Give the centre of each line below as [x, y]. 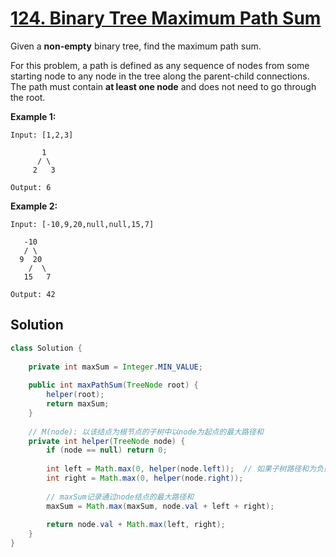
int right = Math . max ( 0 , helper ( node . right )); [145, 478]
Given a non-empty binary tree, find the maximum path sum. [136, 46]
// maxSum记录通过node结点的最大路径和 [120, 497]
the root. [28, 97]
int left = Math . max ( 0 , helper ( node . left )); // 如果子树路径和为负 [185, 469]
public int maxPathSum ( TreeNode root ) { [113, 385]
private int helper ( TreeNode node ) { [107, 441]
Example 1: [33, 116]
